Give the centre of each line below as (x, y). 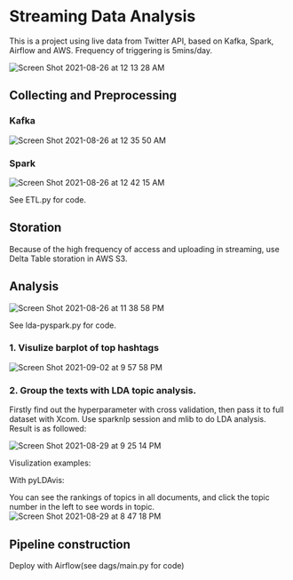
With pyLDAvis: (37, 481)
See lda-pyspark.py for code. (63, 325)
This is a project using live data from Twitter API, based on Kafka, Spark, (142, 41)
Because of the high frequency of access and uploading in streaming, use (144, 249)
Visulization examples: (50, 463)
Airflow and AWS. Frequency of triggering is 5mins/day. (111, 50)
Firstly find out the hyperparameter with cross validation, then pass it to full (146, 409)
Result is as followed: (48, 429)
